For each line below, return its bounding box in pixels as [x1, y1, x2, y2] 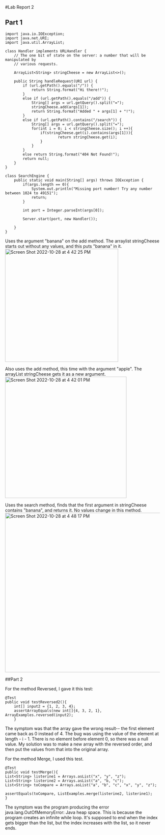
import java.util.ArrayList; [5, 40, 65, 45]
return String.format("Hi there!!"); [31, 87, 109, 92]
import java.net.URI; [5, 35, 50, 41]
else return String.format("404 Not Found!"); [23, 152, 120, 157]
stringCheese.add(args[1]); [31, 104, 89, 110]
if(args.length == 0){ [23, 182, 69, 187]
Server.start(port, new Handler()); [23, 216, 98, 221]
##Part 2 [5, 676, 23, 682]
